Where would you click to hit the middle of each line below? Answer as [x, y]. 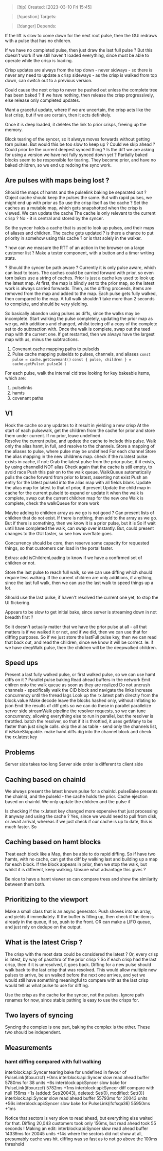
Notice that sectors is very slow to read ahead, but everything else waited [79, 1118]
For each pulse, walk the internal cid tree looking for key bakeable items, [78, 373]
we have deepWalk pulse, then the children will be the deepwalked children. [81, 647]
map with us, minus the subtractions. [42, 339]
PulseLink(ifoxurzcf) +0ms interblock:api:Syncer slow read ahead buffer [77, 1077]
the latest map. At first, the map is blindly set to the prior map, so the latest [80, 283]
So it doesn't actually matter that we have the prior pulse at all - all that [76, 627]
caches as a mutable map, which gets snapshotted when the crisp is [74, 208]
